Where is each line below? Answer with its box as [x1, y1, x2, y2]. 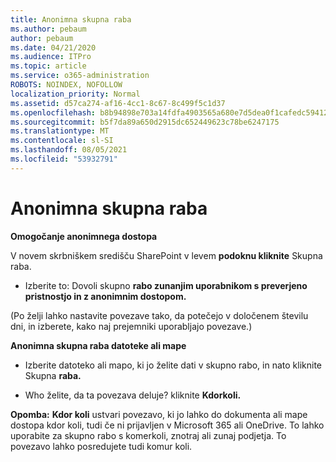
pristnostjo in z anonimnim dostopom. [24, 290, 187, 302]
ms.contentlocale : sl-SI [10, 136, 114, 146]
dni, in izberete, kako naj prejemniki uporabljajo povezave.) [10, 320, 253, 332]
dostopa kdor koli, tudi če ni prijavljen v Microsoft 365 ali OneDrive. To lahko [10, 419, 325, 431]
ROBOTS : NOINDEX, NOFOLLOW [10, 80, 123, 90]
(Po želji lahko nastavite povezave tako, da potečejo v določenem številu [10, 309, 309, 321]
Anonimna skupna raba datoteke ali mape [10, 339, 187, 351]
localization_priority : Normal [10, 89, 141, 99]
